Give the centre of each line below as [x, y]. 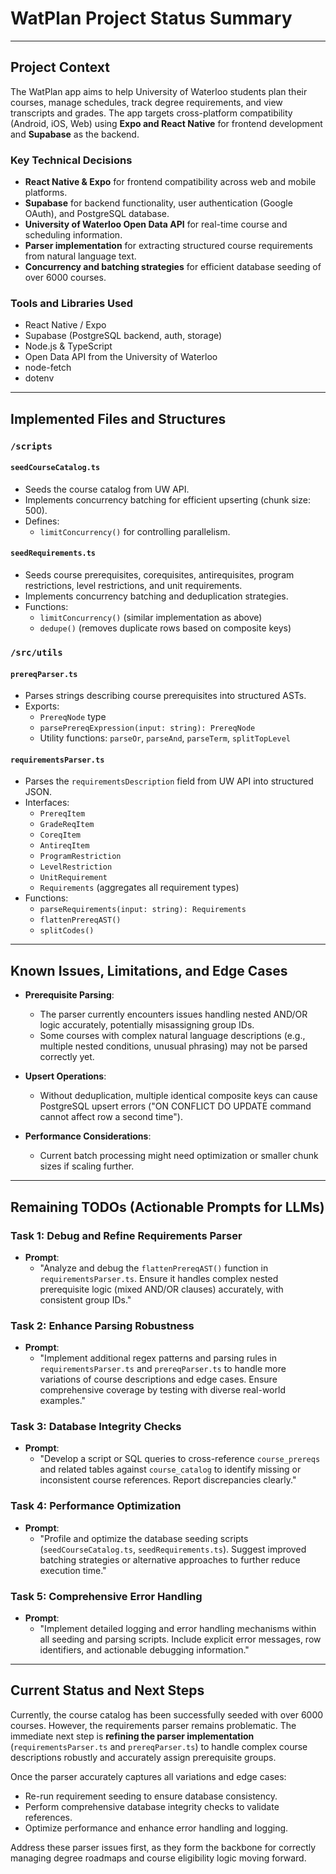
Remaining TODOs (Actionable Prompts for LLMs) [167, 1207]
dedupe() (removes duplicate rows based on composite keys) [165, 628]
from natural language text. [80, 256]
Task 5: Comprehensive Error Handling [106, 1596]
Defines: [42, 521]
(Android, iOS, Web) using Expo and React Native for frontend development [166, 123]
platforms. [46, 193]
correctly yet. [67, 1057]
